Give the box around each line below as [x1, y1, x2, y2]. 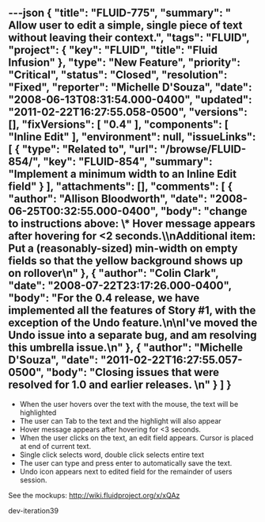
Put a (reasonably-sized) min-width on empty [8, 242, 238, 255]
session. [19, 475, 47, 485]
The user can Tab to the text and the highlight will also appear [19, 416, 221, 425]
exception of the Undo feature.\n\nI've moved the [8, 317, 258, 330]
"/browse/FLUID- [159, 143, 247, 156]
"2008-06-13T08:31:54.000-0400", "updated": [8, 93, 252, 106]
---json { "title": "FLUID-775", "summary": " [8, 6, 232, 20]
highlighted [19, 408, 57, 417]
